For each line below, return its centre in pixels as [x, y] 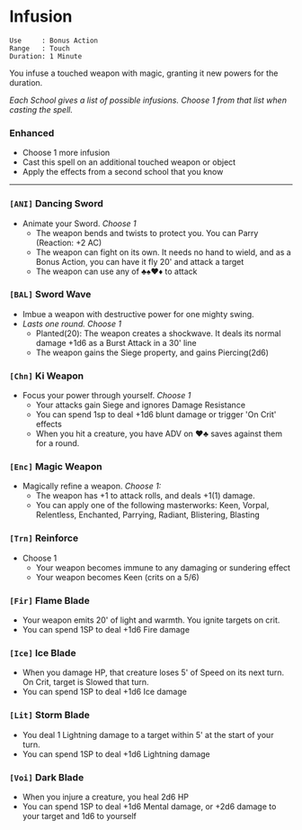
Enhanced [32, 132]
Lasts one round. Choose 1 [72, 324]
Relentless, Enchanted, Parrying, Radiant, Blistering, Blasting [148, 515]
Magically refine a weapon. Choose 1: [92, 486]
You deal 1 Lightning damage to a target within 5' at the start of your [148, 734]
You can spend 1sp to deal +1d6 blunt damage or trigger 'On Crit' [156, 415]
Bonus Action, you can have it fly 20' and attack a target [140, 261]
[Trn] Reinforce [44, 538]
